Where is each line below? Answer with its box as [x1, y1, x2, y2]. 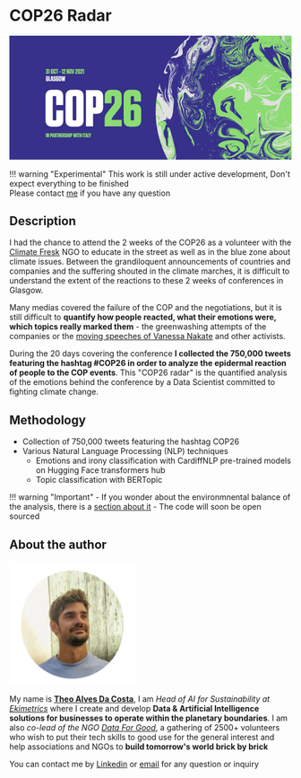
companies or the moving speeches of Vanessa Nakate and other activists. [9, 331, 286, 342]
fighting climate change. [9, 387, 99, 398]
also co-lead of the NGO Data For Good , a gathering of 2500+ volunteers [9, 722, 280, 733]
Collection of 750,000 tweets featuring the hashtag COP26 [21, 436, 240, 447]
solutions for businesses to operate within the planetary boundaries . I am [9, 712, 288, 723]
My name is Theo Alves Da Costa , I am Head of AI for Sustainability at [9, 694, 271, 704]
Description [9, 213, 76, 229]
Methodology [9, 412, 87, 427]
